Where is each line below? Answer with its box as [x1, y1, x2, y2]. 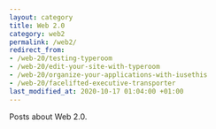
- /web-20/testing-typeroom [9, 54, 113, 63]
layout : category [9, 12, 73, 22]
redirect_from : [9, 46, 66, 55]
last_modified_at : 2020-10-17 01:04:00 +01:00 [9, 87, 184, 95]
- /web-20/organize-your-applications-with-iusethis [9, 71, 208, 80]
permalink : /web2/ [9, 37, 77, 47]
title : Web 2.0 [9, 21, 66, 30]
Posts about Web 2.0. [9, 111, 88, 122]
